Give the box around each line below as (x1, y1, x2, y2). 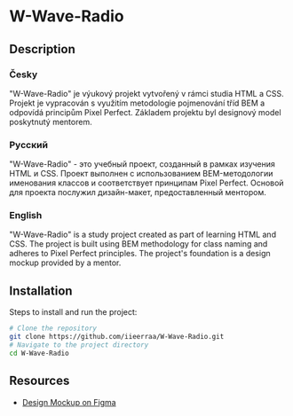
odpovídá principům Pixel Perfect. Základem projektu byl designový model (9, 106, 281, 117)
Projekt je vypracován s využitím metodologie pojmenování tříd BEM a (9, 98, 265, 108)
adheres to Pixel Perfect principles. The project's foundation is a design (9, 248, 271, 259)
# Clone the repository (9, 324, 98, 334)
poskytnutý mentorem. (9, 116, 92, 127)
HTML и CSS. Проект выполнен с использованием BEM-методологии (9, 169, 273, 179)
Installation (9, 283, 73, 298)
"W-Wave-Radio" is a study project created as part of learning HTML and (9, 229, 277, 240)
